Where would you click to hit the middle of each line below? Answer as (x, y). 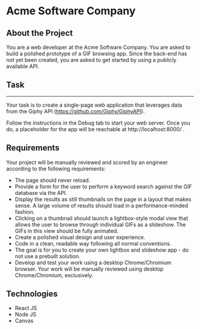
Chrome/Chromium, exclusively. (54, 275)
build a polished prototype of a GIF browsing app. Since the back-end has (97, 54)
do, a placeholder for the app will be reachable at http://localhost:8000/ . (96, 129)
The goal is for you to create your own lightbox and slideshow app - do (102, 250)
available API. (23, 66)
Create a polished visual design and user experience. (80, 237)
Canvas (24, 321)
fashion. (25, 212)
